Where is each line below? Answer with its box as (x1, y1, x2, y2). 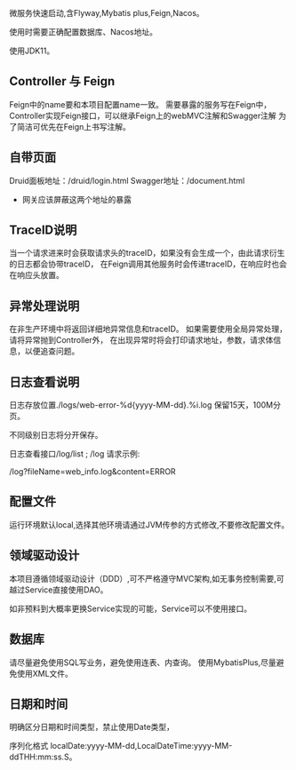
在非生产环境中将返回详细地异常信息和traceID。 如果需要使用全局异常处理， (9, 323, 287, 335)
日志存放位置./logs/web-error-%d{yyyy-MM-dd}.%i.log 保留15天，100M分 (9, 400, 282, 410)
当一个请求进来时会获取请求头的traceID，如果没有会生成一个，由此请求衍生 (9, 248, 285, 258)
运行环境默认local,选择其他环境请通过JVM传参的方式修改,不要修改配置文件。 (9, 519, 290, 530)
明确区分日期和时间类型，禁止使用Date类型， (9, 722, 175, 733)
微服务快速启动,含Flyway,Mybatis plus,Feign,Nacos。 (9, 8, 204, 18)
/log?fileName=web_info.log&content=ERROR (9, 466, 176, 477)
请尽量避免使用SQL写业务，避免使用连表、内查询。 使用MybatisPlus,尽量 (9, 656, 277, 668)
